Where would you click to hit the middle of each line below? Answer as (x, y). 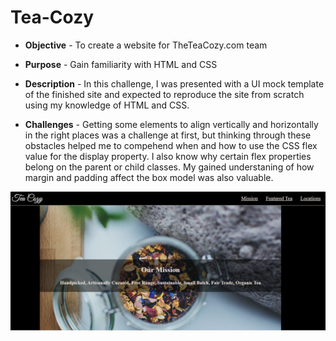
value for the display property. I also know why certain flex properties (168, 156)
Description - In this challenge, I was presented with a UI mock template (174, 83)
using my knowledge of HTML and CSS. (107, 105)
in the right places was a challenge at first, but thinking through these (168, 135)
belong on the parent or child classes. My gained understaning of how (169, 167)
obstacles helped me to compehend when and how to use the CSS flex (171, 145)
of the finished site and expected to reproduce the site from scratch (164, 94)
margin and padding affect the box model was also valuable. (149, 177)
